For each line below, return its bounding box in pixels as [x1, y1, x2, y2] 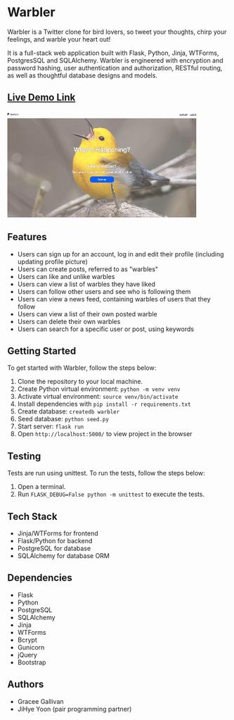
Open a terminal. [17, 483, 66, 491]
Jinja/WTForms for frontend [17, 529, 98, 538]
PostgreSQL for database [17, 544, 91, 552]
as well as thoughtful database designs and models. [7, 71, 158, 80]
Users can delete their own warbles [17, 317, 121, 325]
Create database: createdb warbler [17, 407, 120, 416]
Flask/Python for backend [17, 537, 93, 545]
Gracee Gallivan [17, 697, 65, 705]
